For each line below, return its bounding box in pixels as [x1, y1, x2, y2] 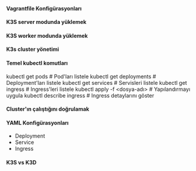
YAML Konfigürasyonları [6, 119, 69, 126]
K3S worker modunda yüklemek [6, 32, 88, 39]
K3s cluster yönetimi [6, 45, 59, 53]
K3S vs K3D [6, 158, 37, 166]
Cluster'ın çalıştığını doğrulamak [6, 105, 90, 113]
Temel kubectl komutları [6, 59, 68, 66]
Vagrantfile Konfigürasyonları [6, 5, 82, 12]
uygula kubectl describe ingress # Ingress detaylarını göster [6, 91, 155, 99]
